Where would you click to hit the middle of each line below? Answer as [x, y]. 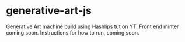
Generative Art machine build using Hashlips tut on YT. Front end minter [92, 26]
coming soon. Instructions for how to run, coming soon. [73, 32]
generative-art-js [49, 11]
